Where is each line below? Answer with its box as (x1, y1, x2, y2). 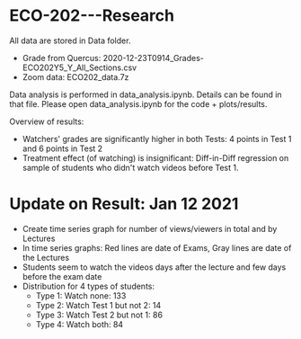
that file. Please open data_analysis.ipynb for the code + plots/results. (9, 98, 268, 109)
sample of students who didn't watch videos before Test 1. (22, 162, 239, 173)
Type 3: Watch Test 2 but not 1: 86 (35, 309, 164, 320)
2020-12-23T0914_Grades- (102, 52, 205, 63)
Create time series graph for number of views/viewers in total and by (22, 223, 278, 234)
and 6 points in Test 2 (22, 143, 103, 154)
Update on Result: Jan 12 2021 (9, 194, 239, 214)
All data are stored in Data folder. (9, 35, 131, 46)
